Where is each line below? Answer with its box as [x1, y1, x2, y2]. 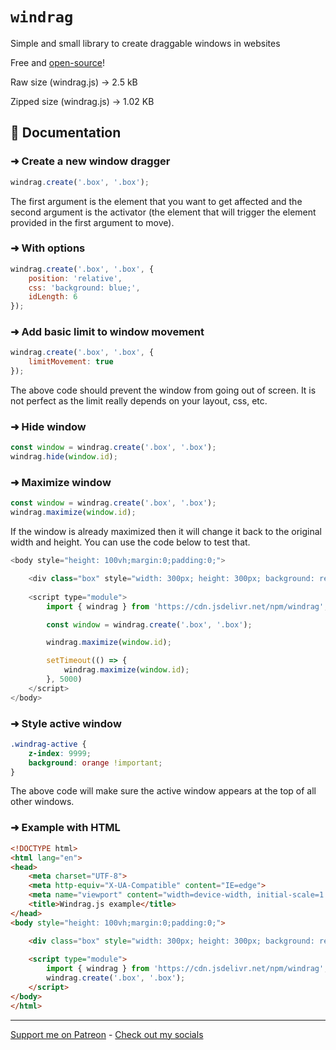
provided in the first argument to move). [10, 216, 175, 228]
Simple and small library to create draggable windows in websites [10, 37, 281, 49]
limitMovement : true [28, 357, 114, 367]
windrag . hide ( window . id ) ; [10, 452, 118, 462]
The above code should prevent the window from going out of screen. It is [10, 384, 317, 397]
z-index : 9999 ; [28, 748, 92, 758]
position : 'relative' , [28, 273, 123, 283]
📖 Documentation [10, 124, 122, 142]
